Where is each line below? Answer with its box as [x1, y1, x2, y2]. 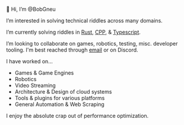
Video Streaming [14, 82, 56, 89]
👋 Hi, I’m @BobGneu [6, 6, 56, 12]
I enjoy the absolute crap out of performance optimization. [6, 113, 149, 119]
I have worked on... [6, 58, 53, 65]
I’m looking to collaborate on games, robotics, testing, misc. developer [6, 40, 178, 47]
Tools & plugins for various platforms [14, 95, 105, 101]
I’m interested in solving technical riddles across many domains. [6, 17, 163, 24]
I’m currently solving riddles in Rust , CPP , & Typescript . [6, 28, 141, 36]
